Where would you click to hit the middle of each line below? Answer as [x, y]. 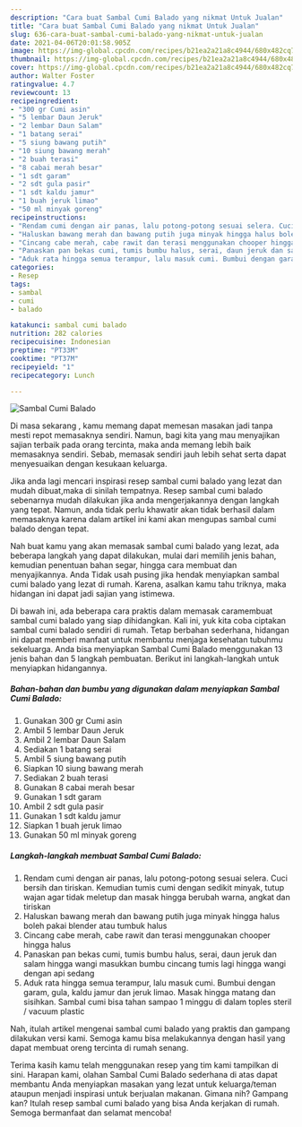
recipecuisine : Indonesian [60, 342]
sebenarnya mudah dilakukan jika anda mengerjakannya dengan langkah [145, 500]
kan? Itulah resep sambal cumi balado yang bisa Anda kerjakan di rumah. [145, 1104]
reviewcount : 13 [40, 92]
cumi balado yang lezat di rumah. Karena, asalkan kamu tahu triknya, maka [148, 584]
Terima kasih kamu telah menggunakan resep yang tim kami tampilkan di [144, 1065]
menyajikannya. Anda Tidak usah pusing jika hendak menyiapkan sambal [145, 575]
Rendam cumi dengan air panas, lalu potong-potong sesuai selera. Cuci [155, 878]
